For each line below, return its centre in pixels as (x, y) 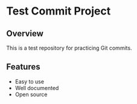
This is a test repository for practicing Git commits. (69, 48)
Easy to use (29, 81)
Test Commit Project (59, 11)
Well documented (37, 88)
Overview (25, 34)
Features (23, 67)
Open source (31, 94)
